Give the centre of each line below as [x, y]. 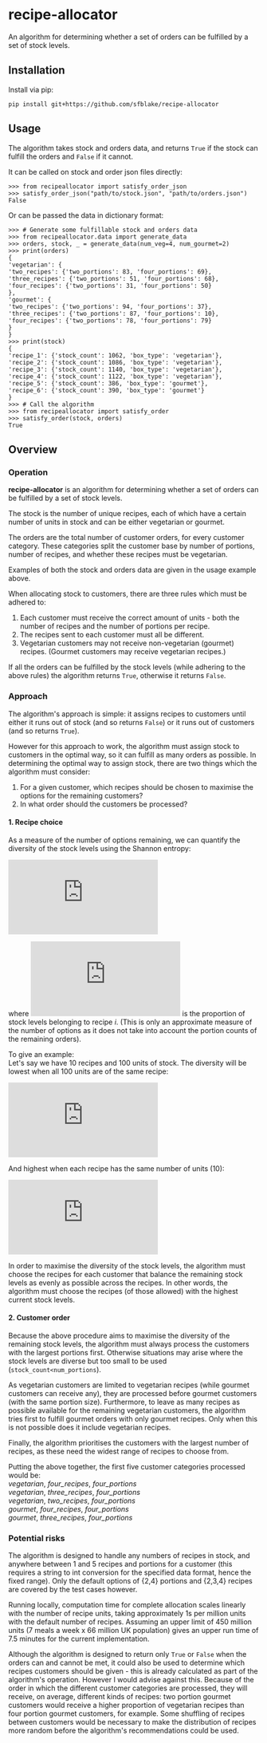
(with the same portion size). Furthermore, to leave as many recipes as [124, 1402]
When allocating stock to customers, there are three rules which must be [128, 594]
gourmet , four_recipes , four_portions [69, 1508]
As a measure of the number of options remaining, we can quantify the [124, 840]
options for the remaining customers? [81, 795]
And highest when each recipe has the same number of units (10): [116, 1168]
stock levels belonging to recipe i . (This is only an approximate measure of [130, 1022]
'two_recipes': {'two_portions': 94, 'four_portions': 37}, [110, 306]
